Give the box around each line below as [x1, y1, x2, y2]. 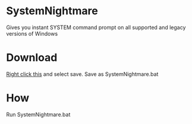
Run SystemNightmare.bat [6, 111, 71, 118]
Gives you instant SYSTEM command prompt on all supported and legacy [6, 24, 186, 31]
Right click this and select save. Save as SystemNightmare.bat [6, 70, 159, 78]
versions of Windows [6, 30, 58, 37]
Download [6, 51, 58, 65]
